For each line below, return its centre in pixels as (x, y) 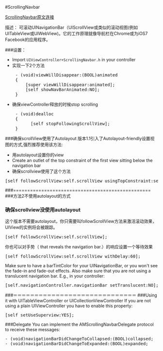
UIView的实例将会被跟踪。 (31, 227)
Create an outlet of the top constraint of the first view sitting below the (82, 160)
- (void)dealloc (35, 114)
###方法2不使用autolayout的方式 (38, 196)
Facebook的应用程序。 (28, 39)
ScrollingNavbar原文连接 (30, 17)
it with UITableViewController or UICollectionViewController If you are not (78, 301)
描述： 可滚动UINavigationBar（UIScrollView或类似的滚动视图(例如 (72, 27)
